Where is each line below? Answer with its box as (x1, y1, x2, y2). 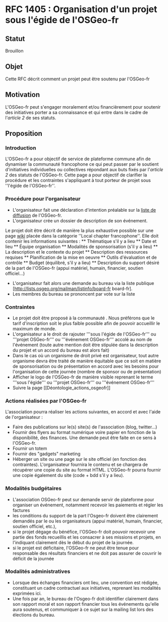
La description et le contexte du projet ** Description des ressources (5, 249, 148, 255)
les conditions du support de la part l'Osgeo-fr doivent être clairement (12, 512, 158, 518)
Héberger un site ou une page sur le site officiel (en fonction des (12, 456, 147, 462)
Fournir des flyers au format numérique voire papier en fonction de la (12, 429, 156, 436)
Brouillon (5, 48, 24, 54)
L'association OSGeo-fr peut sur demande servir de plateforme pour (12, 496, 154, 502)
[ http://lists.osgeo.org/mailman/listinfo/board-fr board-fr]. (12, 285, 133, 292)
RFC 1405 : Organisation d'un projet (5, 4, 157, 15)
